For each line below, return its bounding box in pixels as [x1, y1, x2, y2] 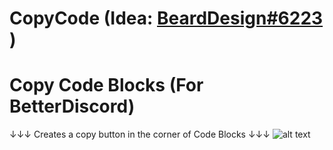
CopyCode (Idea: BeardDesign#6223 [9, 7, 324, 30]
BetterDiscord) [9, 95, 136, 118]
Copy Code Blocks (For [9, 74, 204, 97]
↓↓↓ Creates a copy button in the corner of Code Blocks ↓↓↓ [9, 128, 271, 141]
